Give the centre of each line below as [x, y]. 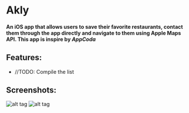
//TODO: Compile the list [44, 71]
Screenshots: [31, 90]
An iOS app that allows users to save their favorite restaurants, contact [95, 26]
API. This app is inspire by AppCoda [51, 39]
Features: [24, 58]
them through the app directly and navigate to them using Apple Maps [94, 33]
